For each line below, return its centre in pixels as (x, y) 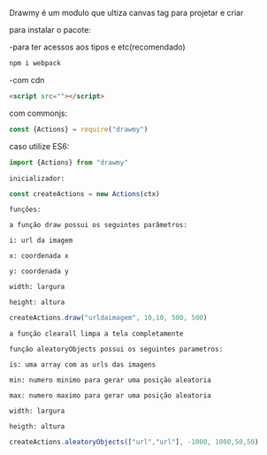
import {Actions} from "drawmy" (69, 163)
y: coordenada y (39, 272)
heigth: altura (37, 427)
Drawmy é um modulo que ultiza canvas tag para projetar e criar (126, 13)
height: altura (37, 303)
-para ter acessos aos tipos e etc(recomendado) (97, 47)
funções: (25, 210)
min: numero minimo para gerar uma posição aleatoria (111, 380)
